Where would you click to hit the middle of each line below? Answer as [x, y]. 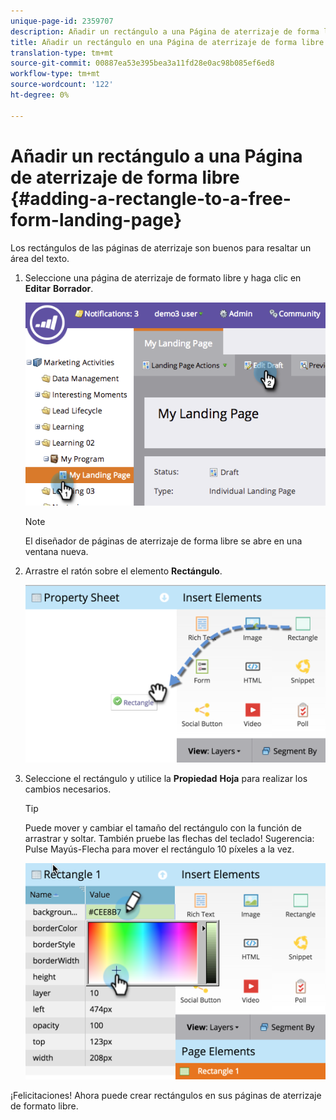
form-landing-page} [96, 219]
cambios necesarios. [68, 789]
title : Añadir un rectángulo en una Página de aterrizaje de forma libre [167, 42]
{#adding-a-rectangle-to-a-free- [151, 198]
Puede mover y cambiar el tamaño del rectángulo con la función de [163, 828]
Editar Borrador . [59, 288]
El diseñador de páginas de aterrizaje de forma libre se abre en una [163, 541]
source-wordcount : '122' [62, 85]
